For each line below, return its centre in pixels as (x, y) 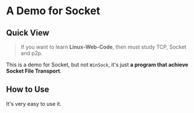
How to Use (28, 90)
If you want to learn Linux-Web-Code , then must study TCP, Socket (103, 47)
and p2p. (32, 53)
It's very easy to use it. (34, 104)
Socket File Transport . (34, 71)
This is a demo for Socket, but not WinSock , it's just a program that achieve (97, 64)
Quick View (28, 33)
